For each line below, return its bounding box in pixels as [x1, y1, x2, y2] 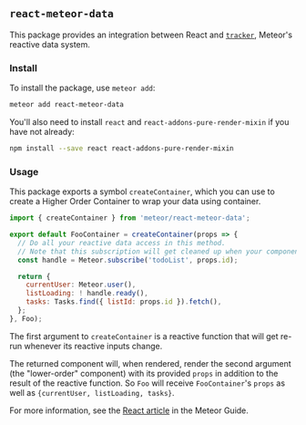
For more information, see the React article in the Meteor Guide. [9, 405, 249, 416]
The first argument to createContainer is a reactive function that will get [9, 330, 280, 341]
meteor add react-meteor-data [9, 100, 125, 109]
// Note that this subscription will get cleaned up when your [17, 246, 262, 256]
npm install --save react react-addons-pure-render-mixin [9, 143, 234, 153]
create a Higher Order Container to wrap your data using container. [9, 196, 261, 207]
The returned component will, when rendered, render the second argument [9, 358, 291, 368]
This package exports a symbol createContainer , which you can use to [9, 186, 275, 197]
